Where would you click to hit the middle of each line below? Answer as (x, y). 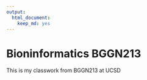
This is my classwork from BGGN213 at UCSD (63, 70)
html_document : (31, 18)
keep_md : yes (34, 23)
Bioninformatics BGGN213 (74, 53)
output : (16, 12)
